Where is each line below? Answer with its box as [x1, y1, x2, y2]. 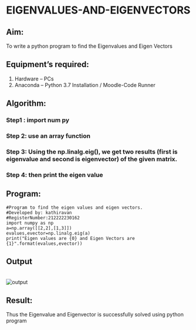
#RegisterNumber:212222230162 [6, 215, 80, 221]
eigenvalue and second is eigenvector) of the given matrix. [6, 155, 178, 163]
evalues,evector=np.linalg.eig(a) [6, 230, 91, 236]
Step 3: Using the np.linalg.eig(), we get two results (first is [6, 148, 178, 156]
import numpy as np [6, 220, 54, 226]
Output [6, 256, 32, 266]
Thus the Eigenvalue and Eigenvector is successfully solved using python [6, 311, 184, 318]
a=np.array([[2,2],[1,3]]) [6, 225, 72, 231]
